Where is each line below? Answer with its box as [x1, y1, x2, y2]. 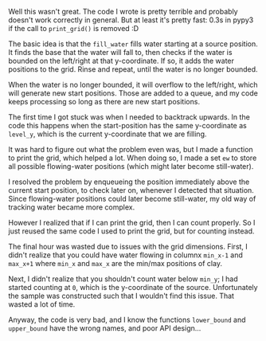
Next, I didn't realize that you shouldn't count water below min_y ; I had [8, 274, 239, 284]
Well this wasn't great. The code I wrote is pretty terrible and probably [8, 7, 238, 16]
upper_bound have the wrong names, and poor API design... [8, 323, 201, 333]
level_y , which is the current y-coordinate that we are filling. [8, 129, 207, 139]
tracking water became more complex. [8, 202, 135, 212]
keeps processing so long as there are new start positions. [8, 97, 201, 106]
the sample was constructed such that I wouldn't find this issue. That [8, 291, 235, 300]
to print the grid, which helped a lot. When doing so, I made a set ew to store [8, 153, 257, 163]
